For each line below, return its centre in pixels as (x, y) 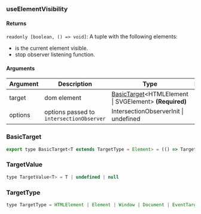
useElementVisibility (37, 9)
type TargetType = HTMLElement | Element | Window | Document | (88, 205)
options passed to (70, 112)
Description (75, 84)
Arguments (21, 68)
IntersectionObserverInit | (147, 111)
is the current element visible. (51, 48)
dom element (63, 98)
